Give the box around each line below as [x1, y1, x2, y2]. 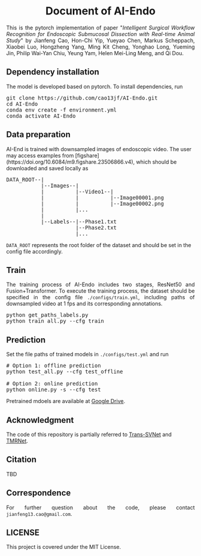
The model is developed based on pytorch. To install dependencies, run [6, 83, 183, 90]
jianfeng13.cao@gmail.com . [6, 510, 72, 517]
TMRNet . [6, 437, 29, 444]
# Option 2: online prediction [6, 380, 98, 387]
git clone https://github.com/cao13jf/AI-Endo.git [6, 94, 158, 101]
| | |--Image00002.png [41, 200, 165, 207]
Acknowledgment [6, 415, 74, 425]
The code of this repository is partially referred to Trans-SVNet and [6, 431, 172, 438]
